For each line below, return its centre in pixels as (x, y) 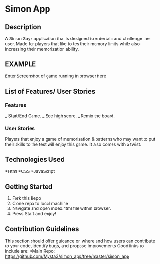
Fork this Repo (26, 198)
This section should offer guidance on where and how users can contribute (80, 241)
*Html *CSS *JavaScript (30, 171)
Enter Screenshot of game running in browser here (56, 76)
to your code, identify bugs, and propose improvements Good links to (74, 246)
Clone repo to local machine (40, 204)
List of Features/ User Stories (50, 91)
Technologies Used (35, 160)
